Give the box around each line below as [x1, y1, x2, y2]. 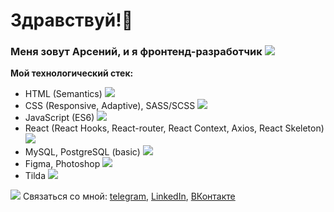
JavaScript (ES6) [24, 112, 95, 124]
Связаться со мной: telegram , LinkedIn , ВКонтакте [22, 190, 236, 203]
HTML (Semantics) [24, 88, 103, 100]
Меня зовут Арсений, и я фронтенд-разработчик [10, 45, 263, 59]
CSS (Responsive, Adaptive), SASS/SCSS [24, 100, 196, 112]
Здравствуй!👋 [10, 9, 134, 32]
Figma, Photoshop [24, 158, 101, 170]
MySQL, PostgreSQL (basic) [24, 146, 141, 158]
